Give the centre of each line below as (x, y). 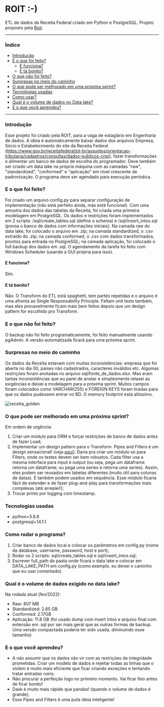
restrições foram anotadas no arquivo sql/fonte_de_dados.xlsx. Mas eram (79, 373)
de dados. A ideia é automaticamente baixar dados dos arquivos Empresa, (80, 141)
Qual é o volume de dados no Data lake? (53, 102)
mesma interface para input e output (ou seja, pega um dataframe (78, 463)
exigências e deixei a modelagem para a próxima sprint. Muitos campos (77, 384)
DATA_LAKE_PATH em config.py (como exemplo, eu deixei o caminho (82, 566)
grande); (21, 694)
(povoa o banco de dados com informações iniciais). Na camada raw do (78, 226)
